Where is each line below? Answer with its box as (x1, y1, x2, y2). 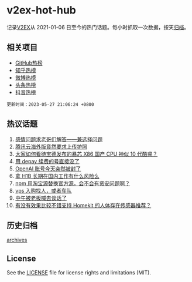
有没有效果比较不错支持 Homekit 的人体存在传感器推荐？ (15, 202, 152, 209)
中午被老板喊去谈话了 (15, 194, 67, 202)
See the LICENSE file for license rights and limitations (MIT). (6, 269, 152, 276)
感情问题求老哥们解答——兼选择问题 (15, 136, 103, 143)
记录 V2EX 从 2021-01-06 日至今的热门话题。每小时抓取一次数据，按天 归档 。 (6, 23, 190, 31)
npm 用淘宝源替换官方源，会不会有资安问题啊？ (15, 180, 131, 187)
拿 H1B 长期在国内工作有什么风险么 (15, 172, 100, 179)
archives (6, 236, 28, 244)
